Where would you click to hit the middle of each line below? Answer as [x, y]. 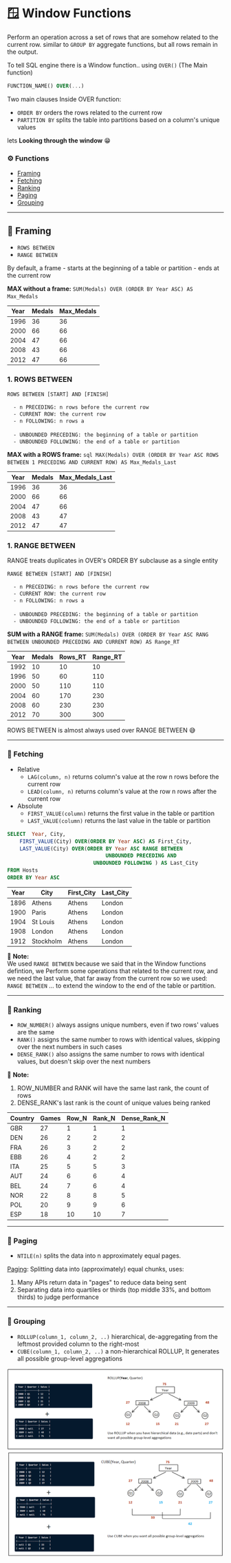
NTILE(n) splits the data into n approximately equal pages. [99, 1256]
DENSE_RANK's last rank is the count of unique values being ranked [114, 1103]
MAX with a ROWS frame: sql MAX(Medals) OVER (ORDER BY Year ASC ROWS [113, 455]
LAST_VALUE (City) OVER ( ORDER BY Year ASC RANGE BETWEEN [101, 848]
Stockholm [47, 941]
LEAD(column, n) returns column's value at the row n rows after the [122, 791]
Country [22, 1118]
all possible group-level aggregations [69, 1358]
